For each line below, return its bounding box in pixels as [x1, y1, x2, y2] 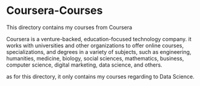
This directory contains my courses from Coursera [6, 24, 132, 31]
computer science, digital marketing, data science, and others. [6, 61, 162, 68]
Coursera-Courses [6, 4, 103, 18]
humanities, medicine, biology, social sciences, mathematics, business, [6, 55, 184, 62]
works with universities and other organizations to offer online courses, [6, 42, 184, 49]
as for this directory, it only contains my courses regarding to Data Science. [6, 73, 195, 80]
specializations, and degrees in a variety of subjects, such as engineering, [6, 48, 192, 55]
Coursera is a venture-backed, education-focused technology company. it [6, 35, 192, 42]
